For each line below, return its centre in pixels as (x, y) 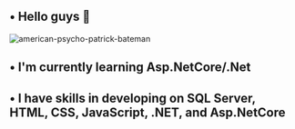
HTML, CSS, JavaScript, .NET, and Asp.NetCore (147, 112)
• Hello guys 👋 (50, 17)
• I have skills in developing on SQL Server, (133, 98)
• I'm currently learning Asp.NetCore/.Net (130, 68)
